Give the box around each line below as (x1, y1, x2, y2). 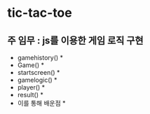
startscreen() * (17, 69, 60, 76)
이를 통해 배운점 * (17, 99, 66, 107)
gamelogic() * (17, 76, 57, 84)
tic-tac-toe (7, 5, 72, 21)
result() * (17, 91, 44, 99)
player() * (17, 83, 46, 92)
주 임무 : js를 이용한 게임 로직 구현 (7, 34, 144, 46)
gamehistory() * (17, 54, 64, 62)
